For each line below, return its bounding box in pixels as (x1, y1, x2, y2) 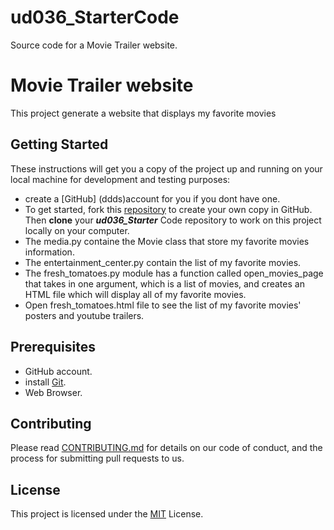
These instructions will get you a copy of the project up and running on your (10, 162, 323, 175)
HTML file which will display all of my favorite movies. (24, 288, 247, 300)
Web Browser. (24, 386, 83, 398)
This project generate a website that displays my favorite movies (10, 107, 277, 119)
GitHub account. (24, 365, 93, 377)
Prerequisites (10, 339, 96, 356)
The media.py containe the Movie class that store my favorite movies (24, 235, 310, 247)
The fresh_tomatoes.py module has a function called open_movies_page (24, 267, 324, 279)
